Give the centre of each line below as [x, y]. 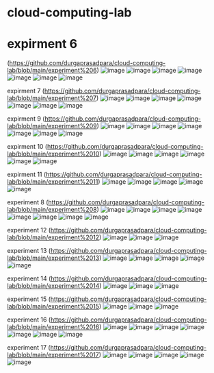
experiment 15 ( [29, 299]
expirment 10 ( [27, 147]
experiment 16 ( [29, 320]
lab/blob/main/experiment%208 [52, 210]
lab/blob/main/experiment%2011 [53, 182]
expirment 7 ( [26, 91]
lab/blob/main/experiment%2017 [53, 355]
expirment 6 [42, 44]
